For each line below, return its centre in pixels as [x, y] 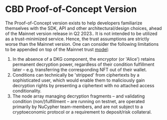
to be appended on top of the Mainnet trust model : [57, 49]
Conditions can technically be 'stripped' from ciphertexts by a [76, 75]
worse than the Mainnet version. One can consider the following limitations [82, 44]
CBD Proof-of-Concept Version [71, 9]
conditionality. [27, 91]
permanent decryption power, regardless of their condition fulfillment [83, 64]
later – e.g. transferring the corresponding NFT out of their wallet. [80, 69]
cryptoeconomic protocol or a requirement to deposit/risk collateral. [82, 112]
